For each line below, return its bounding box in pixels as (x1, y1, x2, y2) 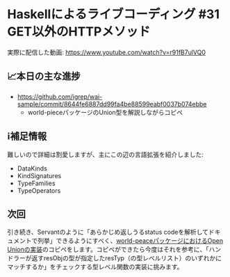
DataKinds (17, 164, 47, 173)
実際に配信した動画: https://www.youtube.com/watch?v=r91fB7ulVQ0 (7, 48, 206, 56)
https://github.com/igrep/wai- (17, 92, 103, 101)
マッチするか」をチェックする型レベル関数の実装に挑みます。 (7, 262, 183, 271)
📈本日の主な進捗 (7, 70, 81, 82)
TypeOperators (17, 186, 61, 195)
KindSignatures (17, 171, 62, 180)
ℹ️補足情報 (7, 130, 47, 143)
